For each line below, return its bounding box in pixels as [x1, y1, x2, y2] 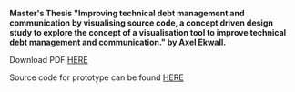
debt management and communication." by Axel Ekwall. [9, 36, 227, 47]
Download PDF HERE [9, 55, 88, 65]
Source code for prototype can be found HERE [9, 72, 184, 83]
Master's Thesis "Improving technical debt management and [9, 8, 245, 18]
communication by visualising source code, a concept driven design [9, 17, 273, 28]
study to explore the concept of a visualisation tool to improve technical [9, 27, 287, 37]
